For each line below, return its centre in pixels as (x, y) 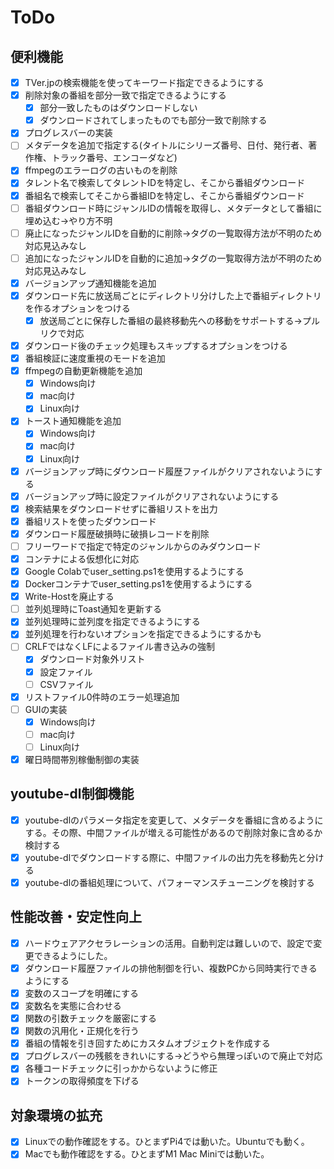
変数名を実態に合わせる (73, 1005)
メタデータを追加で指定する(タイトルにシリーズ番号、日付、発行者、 (166, 145)
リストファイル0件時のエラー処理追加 (102, 697)
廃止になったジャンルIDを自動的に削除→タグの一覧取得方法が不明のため (173, 233)
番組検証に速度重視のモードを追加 (95, 358)
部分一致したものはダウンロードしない (118, 108)
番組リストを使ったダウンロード (90, 521)
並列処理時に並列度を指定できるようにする (112, 622)
